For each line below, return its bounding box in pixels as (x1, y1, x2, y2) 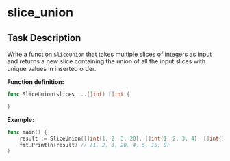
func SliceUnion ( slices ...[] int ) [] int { (7, 91, 130, 98)
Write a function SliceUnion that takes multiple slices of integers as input (7, 50, 212, 58)
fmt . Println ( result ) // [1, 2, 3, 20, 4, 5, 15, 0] (19, 141, 170, 148)
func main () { (7, 128, 48, 136)
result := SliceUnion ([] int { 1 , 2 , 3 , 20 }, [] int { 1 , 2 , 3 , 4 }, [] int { (19, 135, 222, 142)
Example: (7, 115, 35, 123)
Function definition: (7, 78, 65, 86)
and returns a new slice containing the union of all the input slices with (7, 57, 206, 65)
